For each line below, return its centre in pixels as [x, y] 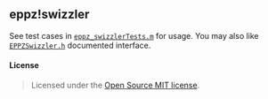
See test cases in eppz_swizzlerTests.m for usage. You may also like [134, 35]
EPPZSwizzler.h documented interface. [80, 45]
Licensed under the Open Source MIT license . [115, 85]
